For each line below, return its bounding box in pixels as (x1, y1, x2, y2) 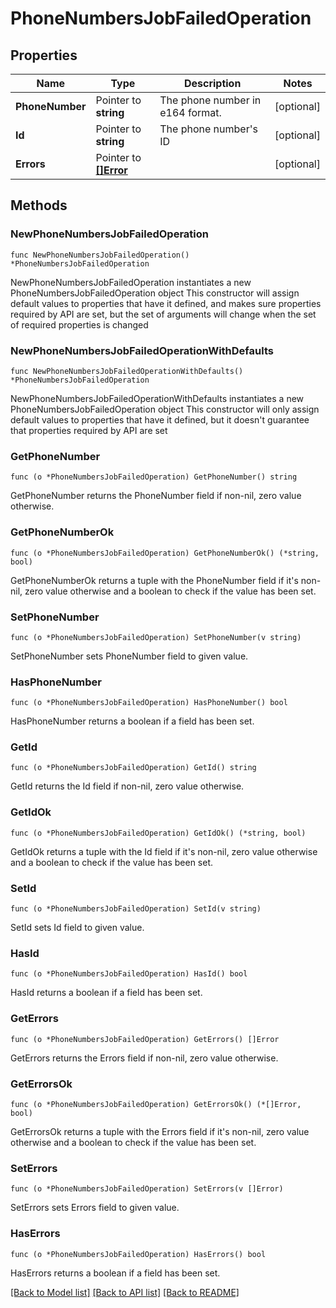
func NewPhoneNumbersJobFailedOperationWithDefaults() (10, 366, 244, 376)
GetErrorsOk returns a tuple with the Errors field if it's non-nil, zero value (10, 1125, 310, 1137)
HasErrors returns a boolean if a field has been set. (10, 1267, 221, 1279)
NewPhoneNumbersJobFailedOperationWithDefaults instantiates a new (10, 392, 305, 404)
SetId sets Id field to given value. (10, 922, 145, 934)
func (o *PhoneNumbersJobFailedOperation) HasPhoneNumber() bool (10, 698, 288, 708)
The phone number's (159, 122, 258, 136)
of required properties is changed (10, 318, 149, 331)
